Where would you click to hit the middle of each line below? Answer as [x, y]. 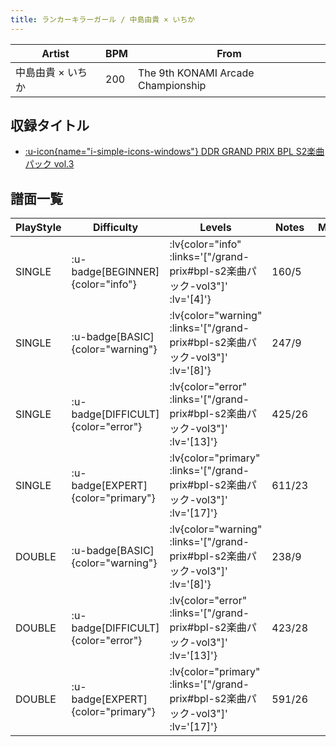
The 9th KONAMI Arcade [196, 73]
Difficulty [115, 228]
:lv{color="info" [205, 244]
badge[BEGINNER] [115, 272]
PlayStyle [38, 228]
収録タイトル [50, 126]
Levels [215, 228]
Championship [172, 85]
